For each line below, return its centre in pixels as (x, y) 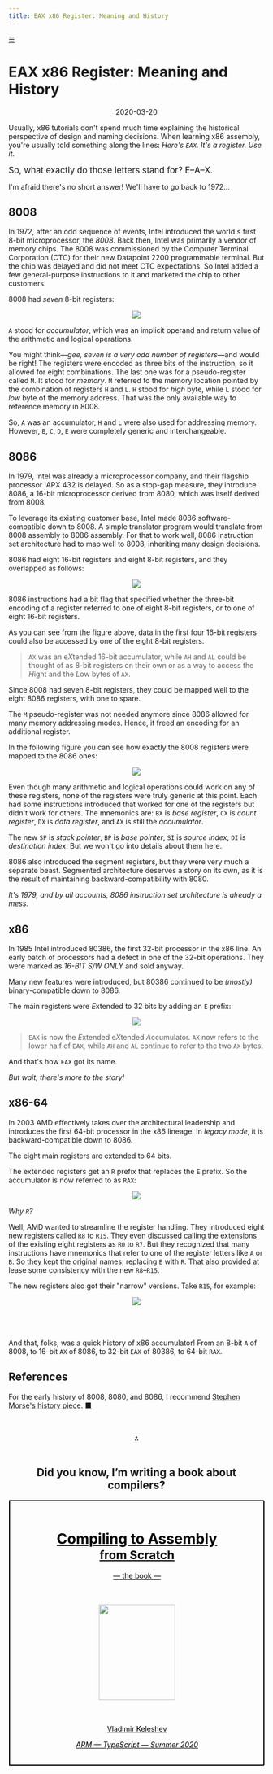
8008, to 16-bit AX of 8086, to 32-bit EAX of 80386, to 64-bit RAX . (115, 1351)
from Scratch (137, 1555)
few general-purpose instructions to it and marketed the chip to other (125, 275)
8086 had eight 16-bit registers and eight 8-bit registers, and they (118, 560)
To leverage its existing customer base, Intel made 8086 (102, 518)
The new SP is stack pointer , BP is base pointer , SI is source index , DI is (127, 837)
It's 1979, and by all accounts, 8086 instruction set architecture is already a (135, 895)
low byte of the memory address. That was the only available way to (123, 398)
